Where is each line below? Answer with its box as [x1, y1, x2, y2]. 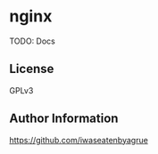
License [9, 61, 54, 77]
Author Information [9, 111, 119, 126]
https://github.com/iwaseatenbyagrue [9, 134, 149, 145]
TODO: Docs [9, 36, 55, 46]
